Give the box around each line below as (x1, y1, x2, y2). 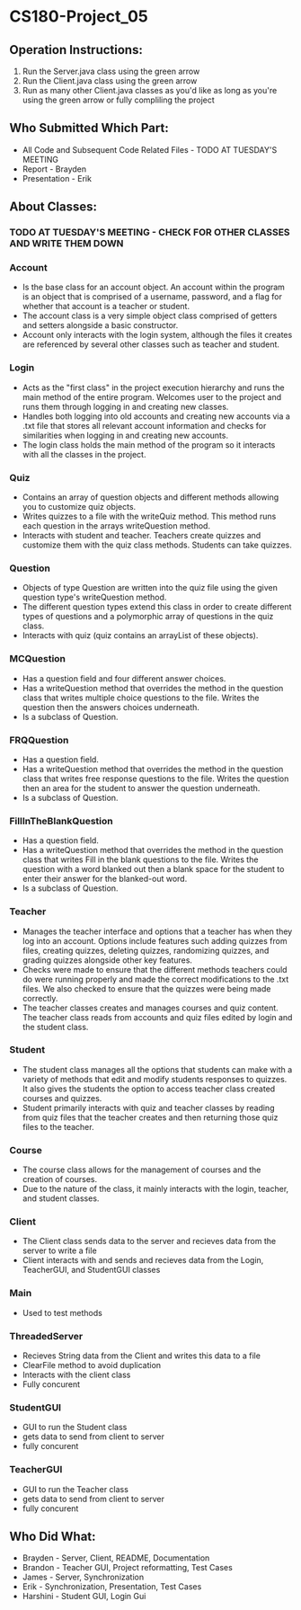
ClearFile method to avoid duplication (22, 1359, 162, 1370)
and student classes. (22, 1193, 100, 1204)
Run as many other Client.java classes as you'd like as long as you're (22, 85, 278, 95)
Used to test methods (22, 1307, 103, 1318)
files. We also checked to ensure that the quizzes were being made (22, 983, 271, 994)
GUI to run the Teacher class (22, 1483, 128, 1494)
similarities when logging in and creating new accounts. (22, 430, 229, 440)
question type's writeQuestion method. (22, 592, 167, 603)
